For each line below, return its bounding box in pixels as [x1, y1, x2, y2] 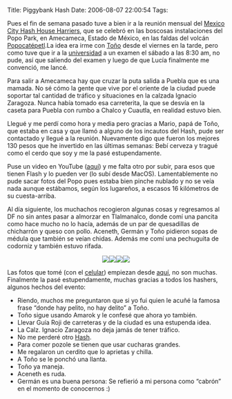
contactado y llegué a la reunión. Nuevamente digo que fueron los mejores [7, 134, 220, 142]
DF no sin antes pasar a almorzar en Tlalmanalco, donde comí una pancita [7, 212, 218, 221]
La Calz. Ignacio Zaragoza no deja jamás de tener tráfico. [17, 326, 180, 334]
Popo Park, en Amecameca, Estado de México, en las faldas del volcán [7, 34, 209, 42]
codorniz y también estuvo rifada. [7, 242, 104, 250]
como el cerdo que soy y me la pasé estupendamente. [7, 149, 162, 157]
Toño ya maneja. [17, 362, 65, 371]
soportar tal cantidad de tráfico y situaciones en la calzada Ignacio [7, 91, 197, 100]
